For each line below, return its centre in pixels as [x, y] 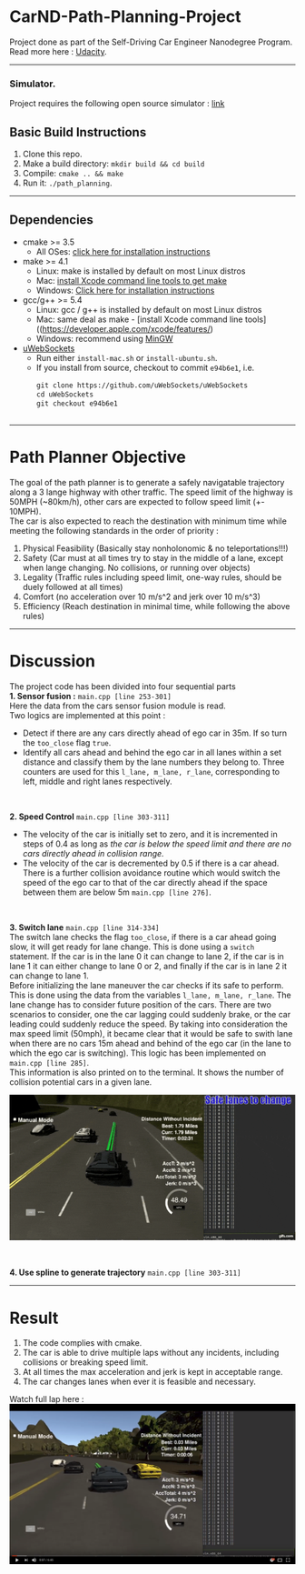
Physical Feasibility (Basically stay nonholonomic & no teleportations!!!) [155, 548]
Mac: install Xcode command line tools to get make [131, 280]
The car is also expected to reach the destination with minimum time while [148, 521]
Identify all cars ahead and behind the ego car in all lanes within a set [152, 752]
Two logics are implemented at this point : [88, 715]
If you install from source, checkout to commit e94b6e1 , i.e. [145, 367]
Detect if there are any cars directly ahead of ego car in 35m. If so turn [155, 733]
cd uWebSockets [64, 394]
